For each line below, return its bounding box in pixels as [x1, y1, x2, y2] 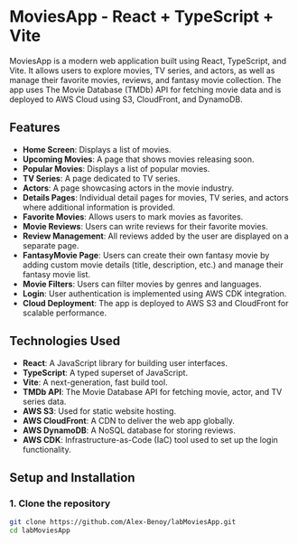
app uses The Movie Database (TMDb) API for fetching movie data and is [9, 84, 282, 95]
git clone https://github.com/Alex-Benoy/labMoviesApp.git [9, 518, 237, 527]
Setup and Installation [9, 470, 135, 485]
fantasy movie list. [22, 268, 91, 279]
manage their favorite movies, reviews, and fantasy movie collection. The [9, 74, 282, 85]
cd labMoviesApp [9, 526, 70, 535]
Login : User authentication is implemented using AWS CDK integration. [22, 287, 287, 299]
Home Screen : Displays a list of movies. [22, 144, 172, 155]
